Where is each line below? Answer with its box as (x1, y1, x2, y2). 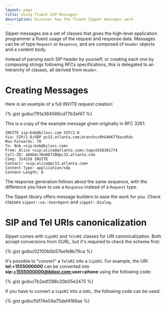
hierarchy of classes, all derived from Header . (5, 67, 98, 73)
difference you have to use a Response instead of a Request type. (5, 184, 138, 190)
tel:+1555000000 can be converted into (5, 263, 90, 269)
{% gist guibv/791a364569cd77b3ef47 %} (5, 111, 93, 117)
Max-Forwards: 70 (5, 139, 42, 144)
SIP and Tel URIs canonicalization (5, 217, 147, 228)
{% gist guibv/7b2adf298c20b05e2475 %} (5, 278, 94, 284)
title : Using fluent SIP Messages (5, 12, 78, 17)
